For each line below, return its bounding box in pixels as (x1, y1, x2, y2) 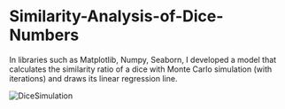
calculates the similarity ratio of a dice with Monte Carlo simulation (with (9, 64, 273, 74)
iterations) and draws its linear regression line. (9, 73, 178, 83)
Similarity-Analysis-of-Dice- (9, 6, 224, 27)
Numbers (9, 25, 80, 45)
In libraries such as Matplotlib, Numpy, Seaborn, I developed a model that (9, 54, 277, 65)
